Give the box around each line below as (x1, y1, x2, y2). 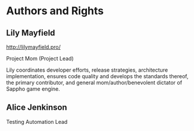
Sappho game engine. (6, 85, 61, 92)
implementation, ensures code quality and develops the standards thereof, (6, 73, 189, 79)
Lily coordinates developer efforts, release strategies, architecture (6, 66, 168, 74)
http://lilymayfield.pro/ (6, 43, 61, 50)
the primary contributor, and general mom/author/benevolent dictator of (6, 79, 183, 86)
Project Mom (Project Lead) (6, 55, 74, 62)
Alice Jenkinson (6, 103, 67, 113)
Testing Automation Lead (6, 118, 68, 125)
